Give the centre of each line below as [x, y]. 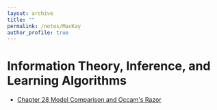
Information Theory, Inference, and [109, 66]
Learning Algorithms [67, 81]
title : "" [21, 20]
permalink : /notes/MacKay [44, 26]
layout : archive [30, 13]
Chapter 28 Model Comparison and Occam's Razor [89, 100]
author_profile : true [38, 32]
